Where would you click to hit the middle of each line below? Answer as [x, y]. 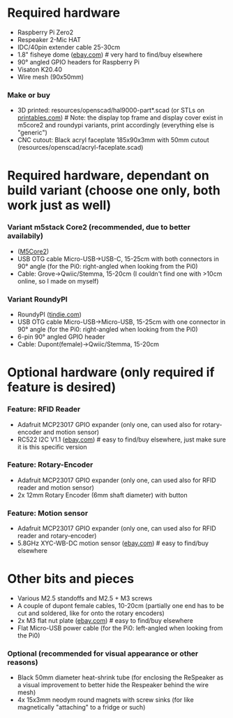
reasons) [23, 662]
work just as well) [59, 205]
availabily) [25, 236]
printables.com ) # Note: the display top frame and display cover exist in [120, 118]
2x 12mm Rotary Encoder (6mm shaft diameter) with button [102, 495]
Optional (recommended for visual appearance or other [103, 654]
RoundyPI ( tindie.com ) [50, 315]
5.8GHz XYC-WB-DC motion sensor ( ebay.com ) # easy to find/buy [113, 543]
